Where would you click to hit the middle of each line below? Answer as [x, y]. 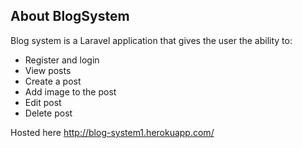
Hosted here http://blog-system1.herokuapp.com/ [112, 132]
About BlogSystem [70, 16]
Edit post [43, 102]
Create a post [53, 81]
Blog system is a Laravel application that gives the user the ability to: [151, 40]
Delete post [48, 113]
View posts [48, 70]
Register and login [62, 60]
